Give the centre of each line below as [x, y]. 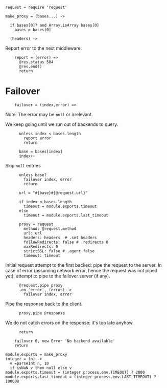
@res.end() [30, 67]
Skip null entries [23, 165]
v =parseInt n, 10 [30, 363]
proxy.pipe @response [42, 313]
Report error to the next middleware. [44, 48]
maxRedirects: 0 [41, 246]
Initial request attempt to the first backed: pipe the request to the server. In [83, 265]
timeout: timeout [42, 255]
